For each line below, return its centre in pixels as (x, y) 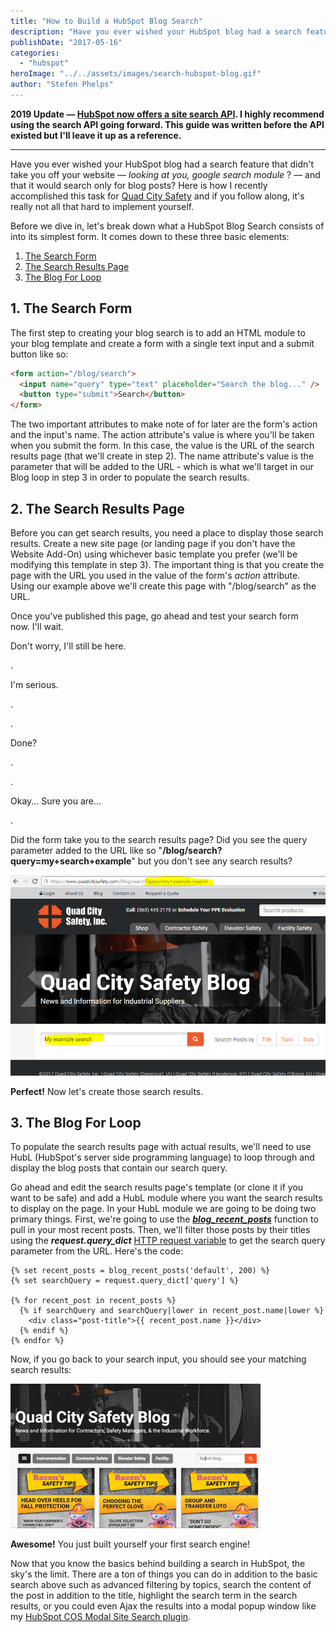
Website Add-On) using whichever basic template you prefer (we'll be (154, 554)
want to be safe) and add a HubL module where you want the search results (166, 1198)
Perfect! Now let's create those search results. (107, 1091)
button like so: (39, 354)
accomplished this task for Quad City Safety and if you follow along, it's (157, 196)
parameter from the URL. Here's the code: (97, 1251)
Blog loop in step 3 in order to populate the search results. (130, 477)
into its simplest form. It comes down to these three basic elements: (150, 236)
